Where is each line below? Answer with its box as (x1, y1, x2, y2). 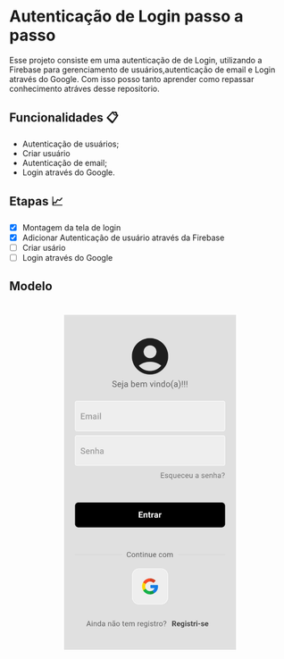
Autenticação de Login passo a (9, 6, 244, 27)
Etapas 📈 (9, 194, 64, 209)
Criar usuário (21, 147, 71, 158)
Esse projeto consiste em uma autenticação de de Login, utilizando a (9, 54, 263, 65)
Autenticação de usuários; (21, 138, 120, 149)
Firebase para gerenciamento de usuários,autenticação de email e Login (9, 64, 276, 75)
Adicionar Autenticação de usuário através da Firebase (21, 232, 225, 243)
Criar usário (21, 242, 66, 253)
